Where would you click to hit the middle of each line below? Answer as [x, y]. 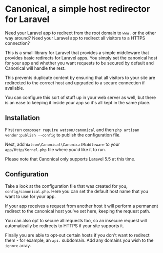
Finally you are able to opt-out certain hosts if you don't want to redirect [77, 235]
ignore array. [18, 245]
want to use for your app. [31, 196]
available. [15, 88]
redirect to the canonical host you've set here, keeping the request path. [78, 211]
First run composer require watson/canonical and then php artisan [72, 130]
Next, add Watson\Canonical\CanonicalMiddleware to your [62, 144]
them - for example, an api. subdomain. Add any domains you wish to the [79, 240]
